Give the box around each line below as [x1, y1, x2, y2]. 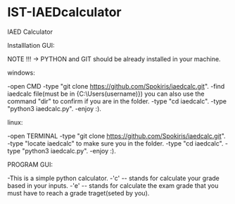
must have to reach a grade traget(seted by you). [7, 189, 150, 197]
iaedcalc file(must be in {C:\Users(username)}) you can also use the [7, 89, 205, 98]
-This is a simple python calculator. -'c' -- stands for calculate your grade [7, 174, 220, 182]
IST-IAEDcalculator [7, 4, 122, 20]
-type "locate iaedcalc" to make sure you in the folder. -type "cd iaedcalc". [7, 139, 224, 148]
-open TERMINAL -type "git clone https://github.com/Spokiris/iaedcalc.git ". [7, 132, 227, 140]
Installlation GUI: [7, 41, 55, 49]
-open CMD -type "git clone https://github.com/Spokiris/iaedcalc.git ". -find [7, 82, 225, 90]
